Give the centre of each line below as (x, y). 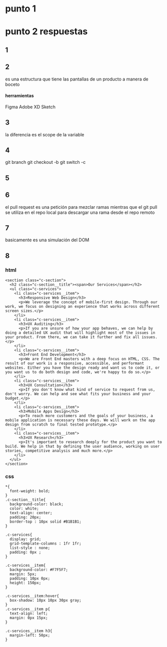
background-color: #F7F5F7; (39, 570)
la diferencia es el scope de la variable (45, 134)
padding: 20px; (25, 518)
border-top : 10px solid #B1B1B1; (45, 522)
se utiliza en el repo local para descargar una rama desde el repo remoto (80, 212)
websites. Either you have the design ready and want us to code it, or (82, 368)
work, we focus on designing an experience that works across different (82, 307)
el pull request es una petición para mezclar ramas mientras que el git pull (81, 207)
